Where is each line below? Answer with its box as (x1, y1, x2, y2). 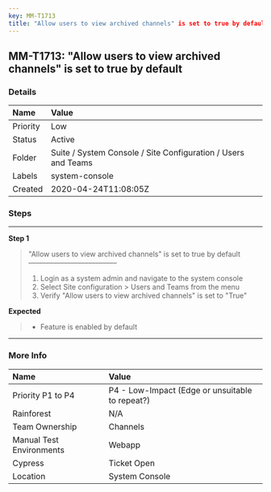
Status (12, 134, 37, 146)
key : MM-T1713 (8, 11, 56, 20)
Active (51, 134, 75, 146)
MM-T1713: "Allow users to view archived (8, 49, 221, 63)
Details (8, 86, 37, 97)
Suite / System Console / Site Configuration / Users (51, 147, 244, 159)
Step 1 (8, 234, 30, 244)
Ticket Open (108, 457, 156, 469)
